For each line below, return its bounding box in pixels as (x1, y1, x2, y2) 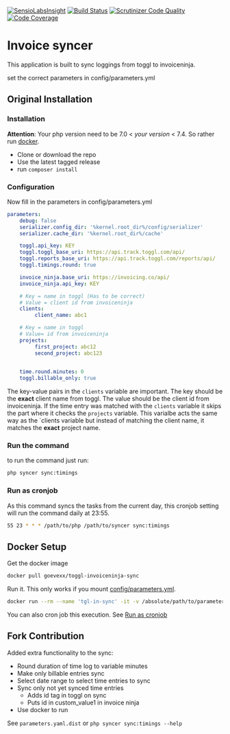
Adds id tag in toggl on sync (27, 691, 107, 699)
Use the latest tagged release (16, 158, 101, 166)
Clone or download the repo (16, 150, 97, 158)
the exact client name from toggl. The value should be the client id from (7, 394, 210, 403)
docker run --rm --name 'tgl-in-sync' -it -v (7, 598, 139, 605)
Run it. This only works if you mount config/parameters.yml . (7, 585, 176, 593)
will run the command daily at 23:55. (7, 508, 110, 517)
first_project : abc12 (34, 343, 97, 350)
